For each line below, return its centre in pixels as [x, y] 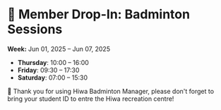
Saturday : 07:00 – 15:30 [53, 78]
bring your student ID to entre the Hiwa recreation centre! [91, 99]
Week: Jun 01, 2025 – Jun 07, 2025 [59, 49]
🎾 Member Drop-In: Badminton [99, 14]
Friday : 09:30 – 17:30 [48, 70]
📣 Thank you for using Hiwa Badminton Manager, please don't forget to [110, 91]
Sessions [35, 29]
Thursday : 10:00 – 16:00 [53, 62]
